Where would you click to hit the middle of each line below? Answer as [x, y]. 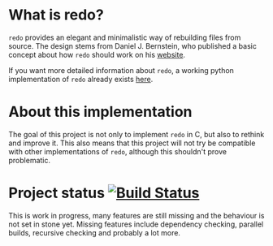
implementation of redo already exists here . [81, 79]
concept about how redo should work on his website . [97, 54]
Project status [57, 193]
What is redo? [56, 15]
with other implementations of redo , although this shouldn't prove [118, 151]
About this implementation [100, 112]
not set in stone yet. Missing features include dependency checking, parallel [136, 224]
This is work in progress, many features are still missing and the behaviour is [136, 215]
